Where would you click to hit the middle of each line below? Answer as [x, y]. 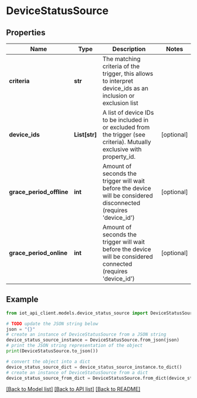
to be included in [125, 120]
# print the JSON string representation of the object [74, 346]
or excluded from [126, 127]
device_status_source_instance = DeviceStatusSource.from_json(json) [93, 340]
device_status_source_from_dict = [48, 378]
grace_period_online [38, 253]
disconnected [121, 203]
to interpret [118, 81]
